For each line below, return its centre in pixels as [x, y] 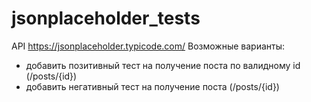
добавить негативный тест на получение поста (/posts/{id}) [152, 86]
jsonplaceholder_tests [106, 18]
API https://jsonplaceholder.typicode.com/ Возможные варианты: [148, 46]
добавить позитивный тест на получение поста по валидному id [163, 65]
